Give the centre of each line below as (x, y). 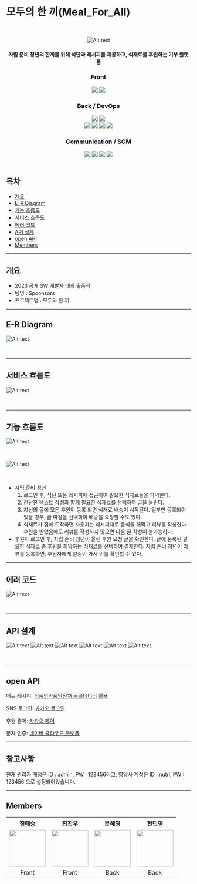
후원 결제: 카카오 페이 (30, 721)
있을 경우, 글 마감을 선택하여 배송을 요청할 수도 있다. (83, 517)
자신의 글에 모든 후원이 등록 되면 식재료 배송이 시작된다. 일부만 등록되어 (105, 510)
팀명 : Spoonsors (35, 293)
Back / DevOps (98, 106)
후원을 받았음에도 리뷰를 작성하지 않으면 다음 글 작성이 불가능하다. (98, 532)
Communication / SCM (98, 142)
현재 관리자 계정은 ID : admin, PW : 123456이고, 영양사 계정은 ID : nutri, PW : (95, 774)
